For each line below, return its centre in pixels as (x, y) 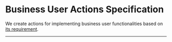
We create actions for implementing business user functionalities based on (84, 24)
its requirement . (22, 29)
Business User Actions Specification (84, 9)
